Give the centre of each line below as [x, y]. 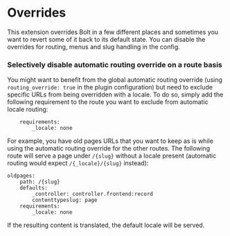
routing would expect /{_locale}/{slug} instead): [78, 163]
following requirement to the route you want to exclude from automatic [108, 102]
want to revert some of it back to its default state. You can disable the [106, 39]
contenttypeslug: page [65, 200]
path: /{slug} [40, 182]
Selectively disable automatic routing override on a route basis [115, 65]
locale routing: [28, 110]
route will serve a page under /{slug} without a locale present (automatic [112, 156]
